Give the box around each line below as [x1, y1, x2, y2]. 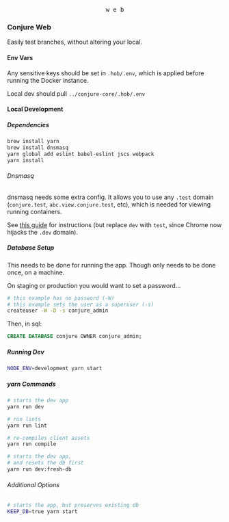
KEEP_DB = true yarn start [7, 508, 78, 515]
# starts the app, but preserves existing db [7, 502, 139, 509]
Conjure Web [7, 22, 52, 31]
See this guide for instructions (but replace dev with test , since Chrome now [7, 220, 222, 229]
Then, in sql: [7, 319, 42, 328]
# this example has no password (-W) [7, 294, 115, 302]
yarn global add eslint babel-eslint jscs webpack [7, 151, 154, 157]
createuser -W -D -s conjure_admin [7, 307, 109, 314]
